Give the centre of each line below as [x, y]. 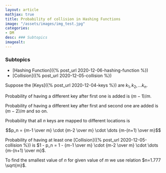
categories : [17, 28]
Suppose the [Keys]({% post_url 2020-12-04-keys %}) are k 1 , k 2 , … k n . [76, 86]
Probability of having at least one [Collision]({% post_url [62, 140]
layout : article [22, 10]
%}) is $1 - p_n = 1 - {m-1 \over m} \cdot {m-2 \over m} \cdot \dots [91, 145]
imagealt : [15, 42]
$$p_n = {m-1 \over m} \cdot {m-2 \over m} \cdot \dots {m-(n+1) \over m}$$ [83, 130]
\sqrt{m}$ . [16, 165]
